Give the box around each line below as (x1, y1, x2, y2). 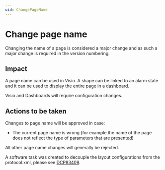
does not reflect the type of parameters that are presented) (12, 135, 134, 141)
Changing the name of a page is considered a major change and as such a (5, 45, 158, 51)
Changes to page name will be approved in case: (5, 120, 105, 126)
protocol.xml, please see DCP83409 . (5, 160, 81, 166)
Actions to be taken (5, 107, 67, 115)
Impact (5, 64, 27, 73)
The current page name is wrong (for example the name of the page (12, 130, 152, 136)
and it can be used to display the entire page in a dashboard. (5, 83, 130, 89)
